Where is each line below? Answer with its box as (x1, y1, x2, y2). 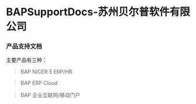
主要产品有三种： (6, 57, 47, 64)
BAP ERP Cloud (20, 79, 58, 86)
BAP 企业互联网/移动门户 (20, 92, 81, 99)
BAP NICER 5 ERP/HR (20, 68, 73, 75)
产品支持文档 (6, 42, 43, 50)
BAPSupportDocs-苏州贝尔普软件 (6, 5, 170, 19)
